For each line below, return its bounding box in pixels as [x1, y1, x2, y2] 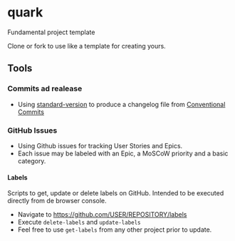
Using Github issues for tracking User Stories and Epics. [17, 141, 183, 150]
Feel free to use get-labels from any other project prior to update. [17, 225, 212, 234]
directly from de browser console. [7, 197, 107, 205]
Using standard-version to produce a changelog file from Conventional [17, 100, 226, 108]
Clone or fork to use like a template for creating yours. [7, 41, 166, 50]
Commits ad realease [7, 83, 83, 93]
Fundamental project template [7, 28, 95, 36]
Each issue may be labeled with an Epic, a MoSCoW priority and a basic [17, 149, 229, 158]
